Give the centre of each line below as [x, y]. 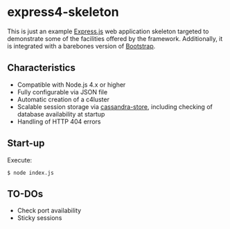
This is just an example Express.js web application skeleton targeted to [108, 31]
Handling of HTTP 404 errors [59, 121]
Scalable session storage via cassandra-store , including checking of [115, 107]
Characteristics [42, 68]
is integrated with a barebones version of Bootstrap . [81, 46]
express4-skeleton [63, 12]
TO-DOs [25, 194]
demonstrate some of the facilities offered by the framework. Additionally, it [115, 38]
